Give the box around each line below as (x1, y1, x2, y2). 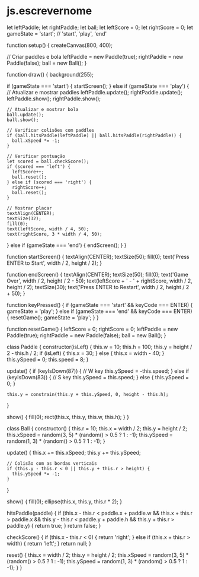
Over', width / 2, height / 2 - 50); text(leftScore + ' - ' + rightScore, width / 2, (7, 277, 193, 284)
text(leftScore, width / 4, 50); (7, 226, 89, 232)
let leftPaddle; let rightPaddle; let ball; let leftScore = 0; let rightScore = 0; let (7, 24, 193, 31)
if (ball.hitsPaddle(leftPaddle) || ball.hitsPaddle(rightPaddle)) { (7, 132, 182, 138)
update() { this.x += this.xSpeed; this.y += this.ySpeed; (7, 449, 141, 456)
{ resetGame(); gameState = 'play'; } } (7, 313, 99, 321)
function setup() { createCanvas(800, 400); (7, 42, 113, 49)
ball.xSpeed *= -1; (12, 138, 60, 144)
